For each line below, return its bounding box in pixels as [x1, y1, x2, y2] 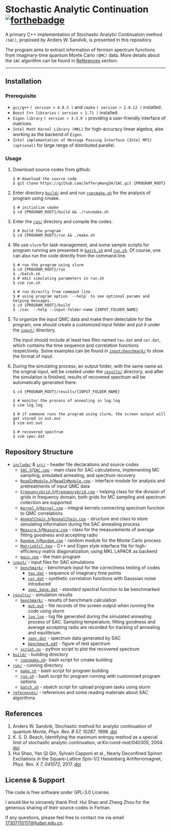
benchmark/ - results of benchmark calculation [20, 597, 117, 603]
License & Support [5, 775, 65, 785]
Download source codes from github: [12, 166, 91, 172]
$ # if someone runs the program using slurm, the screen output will [12, 411, 166, 417]
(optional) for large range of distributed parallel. [12, 142, 116, 148]
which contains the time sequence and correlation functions [12, 342, 139, 348]
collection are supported [20, 499, 72, 505]
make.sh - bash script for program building [20, 668, 109, 674]
